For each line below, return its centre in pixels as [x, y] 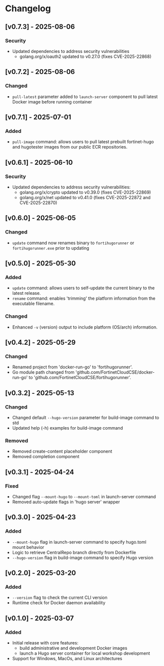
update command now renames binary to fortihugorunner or [73, 243]
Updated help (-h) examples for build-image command [68, 428]
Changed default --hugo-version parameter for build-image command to [86, 417]
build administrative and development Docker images [73, 648]
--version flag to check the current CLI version [60, 598]
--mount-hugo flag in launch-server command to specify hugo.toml [79, 542]
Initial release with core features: [45, 643]
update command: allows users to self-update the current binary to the [83, 288]
